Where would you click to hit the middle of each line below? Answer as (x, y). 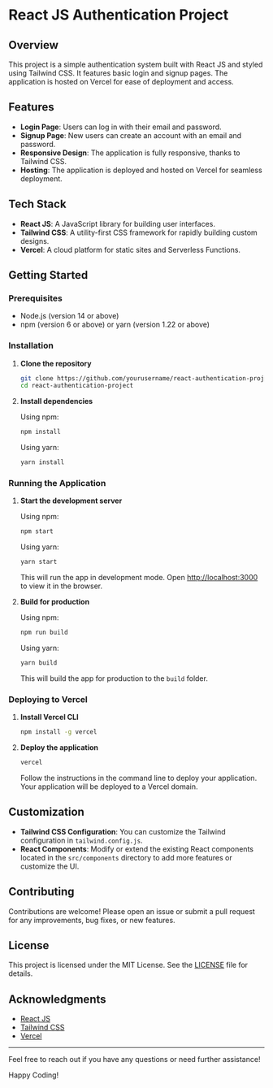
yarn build (39, 663)
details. (21, 973)
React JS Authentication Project (119, 15)
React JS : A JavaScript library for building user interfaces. (117, 223)
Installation (31, 345)
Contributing (41, 892)
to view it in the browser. (61, 586)
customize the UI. (50, 866)
